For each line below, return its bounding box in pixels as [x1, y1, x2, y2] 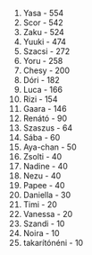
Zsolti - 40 [22, 151, 63, 161]
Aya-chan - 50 [22, 141, 77, 152]
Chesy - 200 [22, 65, 71, 76]
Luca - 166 [22, 85, 63, 95]
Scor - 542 [22, 17, 63, 28]
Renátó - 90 [22, 113, 68, 123]
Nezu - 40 [22, 170, 62, 181]
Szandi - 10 [22, 218, 65, 229]
